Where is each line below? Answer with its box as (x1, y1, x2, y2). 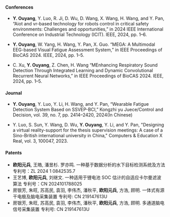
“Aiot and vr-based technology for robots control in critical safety (12, 21, 149, 27)
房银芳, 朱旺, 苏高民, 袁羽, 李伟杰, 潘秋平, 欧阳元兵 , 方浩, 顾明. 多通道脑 (12, 200, 160, 206)
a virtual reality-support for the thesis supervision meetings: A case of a (12, 127, 163, 133)
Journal (5, 89, 22, 96)
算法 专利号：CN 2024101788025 (12, 180, 82, 187)
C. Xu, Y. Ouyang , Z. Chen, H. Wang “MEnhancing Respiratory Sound (12, 62, 158, 68)
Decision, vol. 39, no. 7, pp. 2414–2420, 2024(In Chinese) (12, 112, 133, 118)
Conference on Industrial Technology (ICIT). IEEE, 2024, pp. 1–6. (12, 32, 147, 38)
